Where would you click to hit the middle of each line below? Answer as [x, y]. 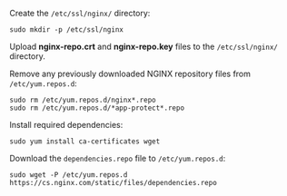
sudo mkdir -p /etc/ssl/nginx [67, 30]
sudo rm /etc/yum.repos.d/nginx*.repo [83, 100]
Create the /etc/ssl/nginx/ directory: [80, 13]
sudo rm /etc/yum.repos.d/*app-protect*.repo [97, 108]
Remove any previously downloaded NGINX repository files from [130, 73]
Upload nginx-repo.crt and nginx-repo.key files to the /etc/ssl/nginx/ [144, 46]
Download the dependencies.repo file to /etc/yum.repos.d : [118, 158]
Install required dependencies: [66, 125]
